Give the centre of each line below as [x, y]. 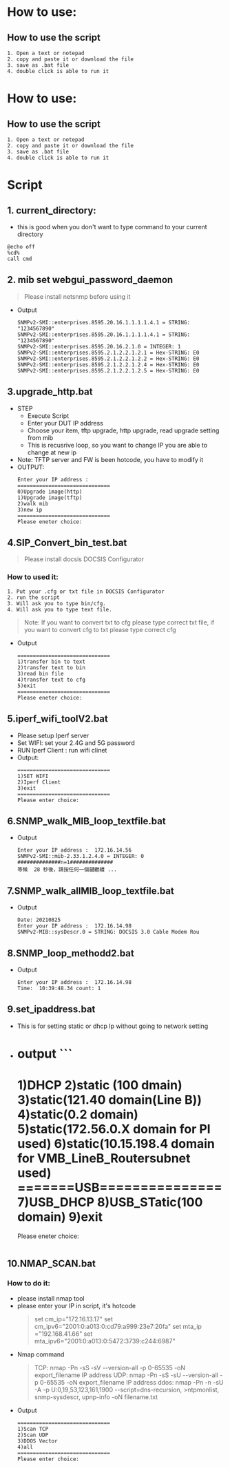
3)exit [27, 788]
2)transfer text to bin [51, 668]
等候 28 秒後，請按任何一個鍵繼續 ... [67, 870]
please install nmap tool [51, 1298]
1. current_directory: [52, 210]
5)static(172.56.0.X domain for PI [114, 1129]
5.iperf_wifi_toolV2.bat [57, 719]
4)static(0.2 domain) [78, 1114]
